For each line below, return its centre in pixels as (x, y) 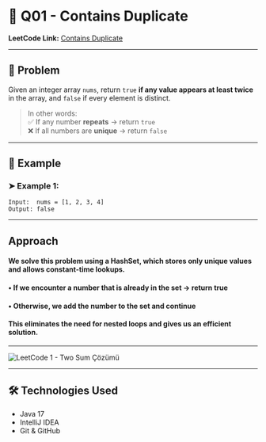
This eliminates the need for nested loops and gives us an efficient (120, 324)
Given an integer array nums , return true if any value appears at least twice (131, 90)
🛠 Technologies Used (63, 391)
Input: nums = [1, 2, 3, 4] (56, 202)
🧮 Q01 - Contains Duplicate (98, 16)
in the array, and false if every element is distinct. (89, 97)
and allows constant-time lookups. (66, 269)
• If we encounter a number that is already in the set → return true (118, 288)
